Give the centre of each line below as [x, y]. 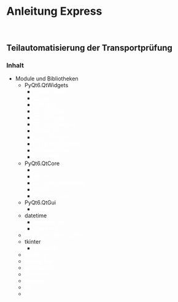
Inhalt [15, 66]
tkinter [33, 242]
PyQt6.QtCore [42, 163]
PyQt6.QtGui [40, 203]
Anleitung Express [54, 11]
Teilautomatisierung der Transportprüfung [90, 48]
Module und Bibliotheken [47, 79]
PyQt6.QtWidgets [46, 85]
